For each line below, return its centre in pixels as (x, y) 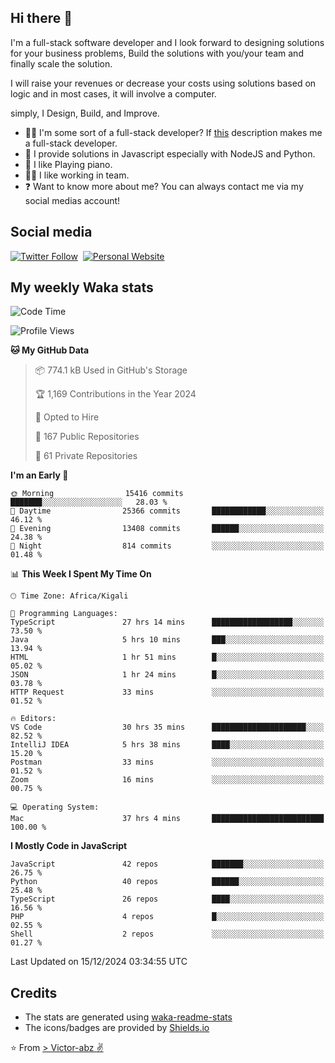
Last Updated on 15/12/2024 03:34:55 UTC (99, 962)
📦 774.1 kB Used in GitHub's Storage (111, 370)
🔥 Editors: (33, 719)
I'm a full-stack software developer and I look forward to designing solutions (167, 42)
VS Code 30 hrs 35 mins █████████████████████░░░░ (167, 727)
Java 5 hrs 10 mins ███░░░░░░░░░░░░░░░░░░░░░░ (167, 640)
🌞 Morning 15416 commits (97, 494)
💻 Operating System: (55, 807)
